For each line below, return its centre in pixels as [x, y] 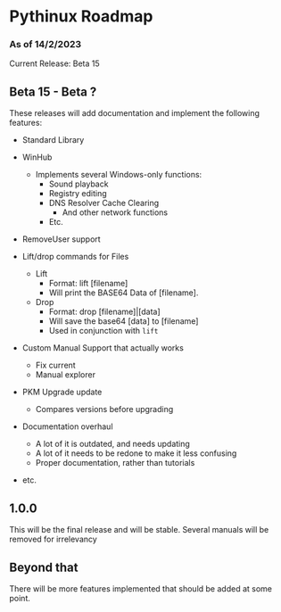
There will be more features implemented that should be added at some [140, 588]
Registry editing [78, 194]
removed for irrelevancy [54, 539]
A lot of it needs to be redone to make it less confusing [136, 453]
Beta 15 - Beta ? [53, 91]
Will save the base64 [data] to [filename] [124, 321]
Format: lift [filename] [88, 284]
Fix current [55, 365]
